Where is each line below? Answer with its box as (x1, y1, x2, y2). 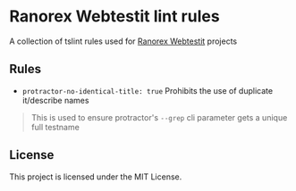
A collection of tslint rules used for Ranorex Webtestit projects (9, 36, 238, 46)
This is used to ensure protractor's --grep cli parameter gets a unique (30, 112, 288, 122)
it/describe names (21, 95, 89, 105)
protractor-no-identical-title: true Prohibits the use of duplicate (21, 85, 274, 95)
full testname (30, 121, 80, 132)
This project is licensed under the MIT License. (9, 171, 182, 182)
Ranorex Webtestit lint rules (9, 6, 221, 27)
